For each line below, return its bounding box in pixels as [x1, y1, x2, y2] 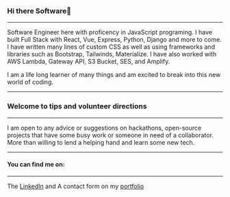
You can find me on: [7, 161, 65, 169]
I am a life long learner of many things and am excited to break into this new [7, 71, 221, 79]
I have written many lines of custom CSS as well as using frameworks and [7, 43, 216, 51]
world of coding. [7, 78, 53, 86]
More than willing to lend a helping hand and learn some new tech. [7, 138, 195, 146]
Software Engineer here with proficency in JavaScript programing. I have [7, 28, 212, 36]
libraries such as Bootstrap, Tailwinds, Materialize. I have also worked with [7, 50, 217, 58]
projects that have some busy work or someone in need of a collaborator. [7, 130, 214, 139]
